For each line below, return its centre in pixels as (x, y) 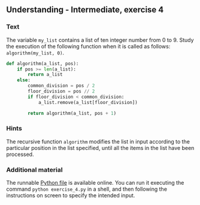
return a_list (45, 75)
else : (24, 80)
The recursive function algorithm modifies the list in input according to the (98, 141)
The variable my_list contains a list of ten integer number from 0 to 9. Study (100, 40)
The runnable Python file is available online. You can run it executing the (95, 183)
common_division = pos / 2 (61, 86)
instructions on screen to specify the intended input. (71, 195)
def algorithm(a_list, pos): (43, 63)
